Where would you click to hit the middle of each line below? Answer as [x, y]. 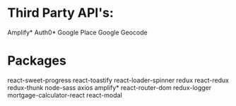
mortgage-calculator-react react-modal [65, 95]
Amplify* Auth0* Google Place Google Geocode [77, 32]
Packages [37, 61]
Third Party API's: [61, 13]
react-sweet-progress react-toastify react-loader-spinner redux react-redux [118, 80]
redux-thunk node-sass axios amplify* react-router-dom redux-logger [110, 87]
